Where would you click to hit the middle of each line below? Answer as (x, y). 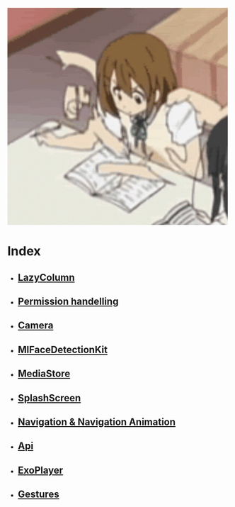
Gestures (38, 495)
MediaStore (44, 374)
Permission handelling (68, 301)
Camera (35, 326)
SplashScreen (49, 398)
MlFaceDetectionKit (63, 349)
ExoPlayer (40, 470)
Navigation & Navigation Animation (96, 422)
